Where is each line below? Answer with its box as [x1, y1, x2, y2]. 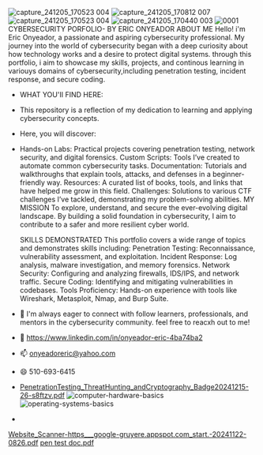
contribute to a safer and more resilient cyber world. [19, 220, 190, 229]
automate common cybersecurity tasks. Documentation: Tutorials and [19, 161, 247, 170]
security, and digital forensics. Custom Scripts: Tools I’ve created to [19, 152, 240, 162]
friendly [19, 178, 46, 187]
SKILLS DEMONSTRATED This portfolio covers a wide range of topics [19, 235, 246, 244]
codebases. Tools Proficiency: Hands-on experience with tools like [19, 285, 238, 295]
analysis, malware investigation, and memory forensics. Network [19, 261, 231, 269]
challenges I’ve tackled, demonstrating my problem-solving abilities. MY [19, 194, 255, 204]
